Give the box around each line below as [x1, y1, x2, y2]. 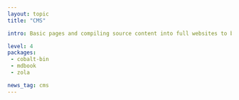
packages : [7, 49, 37, 57]
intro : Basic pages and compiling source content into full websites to [7, 30, 228, 37]
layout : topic [7, 10, 50, 18]
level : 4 [7, 43, 33, 50]
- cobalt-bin [10, 56, 50, 63]
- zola [10, 69, 31, 76]
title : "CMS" [7, 17, 46, 24]
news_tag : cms [7, 82, 50, 89]
